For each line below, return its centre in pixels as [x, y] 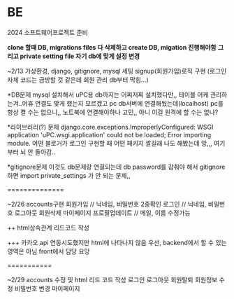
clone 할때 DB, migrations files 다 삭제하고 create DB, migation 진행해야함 [112, 47]
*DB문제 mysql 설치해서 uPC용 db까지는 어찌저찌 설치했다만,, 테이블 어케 [108, 95]
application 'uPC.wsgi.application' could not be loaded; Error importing [109, 134]
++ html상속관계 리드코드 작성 [48, 228]
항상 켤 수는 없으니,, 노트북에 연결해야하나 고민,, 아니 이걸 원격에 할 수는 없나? [113, 112]
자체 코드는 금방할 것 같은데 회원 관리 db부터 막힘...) [78, 79]
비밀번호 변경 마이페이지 [47, 288]
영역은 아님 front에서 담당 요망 [49, 251]
